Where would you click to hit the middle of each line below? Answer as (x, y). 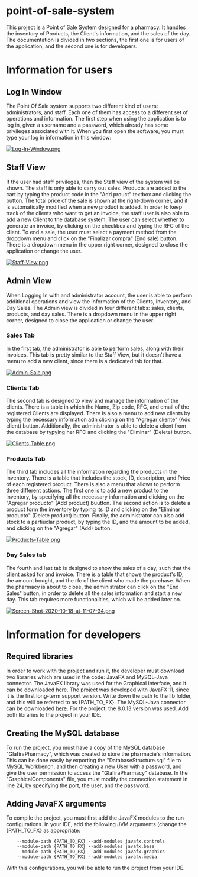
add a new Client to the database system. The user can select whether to (95, 219)
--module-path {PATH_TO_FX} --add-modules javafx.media (87, 857)
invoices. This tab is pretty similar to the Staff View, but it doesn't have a (94, 355)
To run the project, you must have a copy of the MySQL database (86, 747)
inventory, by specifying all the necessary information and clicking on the (95, 497)
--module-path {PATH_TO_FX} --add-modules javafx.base (86, 847)
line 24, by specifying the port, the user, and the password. (78, 785)
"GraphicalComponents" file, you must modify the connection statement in (97, 779)
